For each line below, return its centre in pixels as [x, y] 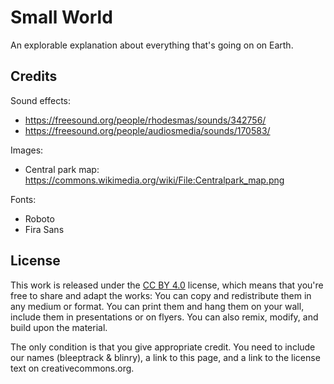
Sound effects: [41, 100]
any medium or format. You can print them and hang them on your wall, [157, 306]
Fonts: [23, 199]
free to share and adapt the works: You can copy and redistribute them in [161, 295]
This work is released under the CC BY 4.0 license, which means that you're [167, 285]
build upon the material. [59, 327]
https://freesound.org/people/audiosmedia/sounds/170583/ [147, 130]
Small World [61, 17]
